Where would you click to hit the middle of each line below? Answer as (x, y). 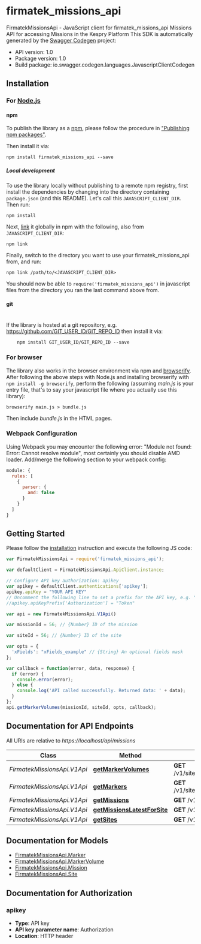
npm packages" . (26, 135)
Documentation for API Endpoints (70, 726)
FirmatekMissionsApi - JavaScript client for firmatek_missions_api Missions (99, 28)
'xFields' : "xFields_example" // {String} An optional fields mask (98, 652)
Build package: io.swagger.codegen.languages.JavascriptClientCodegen (105, 65)
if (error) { (28, 674)
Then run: (18, 205)
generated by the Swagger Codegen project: (61, 40)
